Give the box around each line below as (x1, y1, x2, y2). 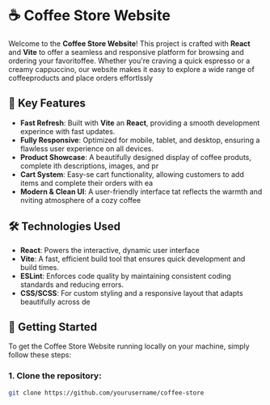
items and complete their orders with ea (19, 178, 154, 188)
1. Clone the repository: (8, 370, 103, 382)
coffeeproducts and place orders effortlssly (8, 73, 154, 82)
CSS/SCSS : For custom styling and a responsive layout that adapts (19, 288, 244, 297)
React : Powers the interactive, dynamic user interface (19, 245, 200, 255)
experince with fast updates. (19, 126, 116, 136)
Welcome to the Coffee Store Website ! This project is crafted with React (8, 38, 251, 49)
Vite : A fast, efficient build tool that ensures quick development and (19, 254, 246, 264)
